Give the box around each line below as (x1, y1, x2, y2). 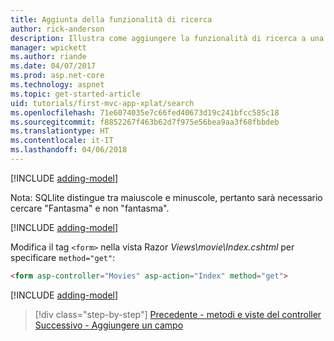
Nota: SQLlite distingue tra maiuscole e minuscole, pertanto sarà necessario (10, 191, 323, 203)
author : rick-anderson (10, 24, 105, 34)
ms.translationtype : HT (10, 126, 110, 136)
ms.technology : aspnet (10, 80, 105, 90)
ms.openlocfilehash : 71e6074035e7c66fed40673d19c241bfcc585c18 (10, 107, 280, 118)
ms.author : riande (10, 52, 87, 62)
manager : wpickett (10, 42, 87, 53)
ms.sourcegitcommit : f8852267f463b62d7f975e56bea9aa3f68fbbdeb (10, 117, 280, 127)
